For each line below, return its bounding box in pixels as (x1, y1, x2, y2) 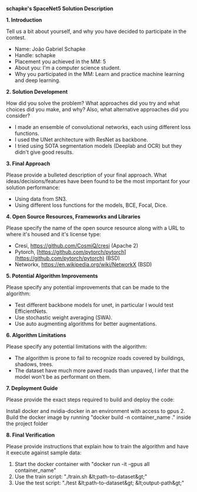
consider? (6, 112, 31, 119)
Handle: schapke (14, 52, 56, 58)
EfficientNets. (14, 308, 48, 315)
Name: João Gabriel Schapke (14, 45, 86, 52)
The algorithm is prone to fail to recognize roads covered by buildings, (14, 355, 185, 361)
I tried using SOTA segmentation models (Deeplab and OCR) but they (14, 143, 182, 149)
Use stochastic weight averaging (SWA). (14, 314, 113, 321)
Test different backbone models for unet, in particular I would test (14, 302, 174, 308)
